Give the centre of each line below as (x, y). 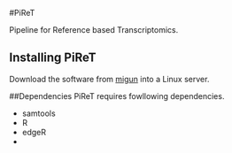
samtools (39, 113)
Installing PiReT (53, 58)
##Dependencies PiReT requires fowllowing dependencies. (117, 96)
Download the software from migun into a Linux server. (109, 79)
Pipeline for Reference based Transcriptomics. (94, 30)
